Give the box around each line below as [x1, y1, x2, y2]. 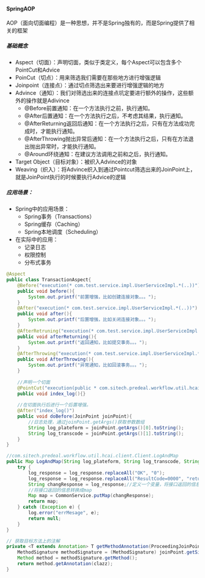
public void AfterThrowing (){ [17, 356, 95, 362]
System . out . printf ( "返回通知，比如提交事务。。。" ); [28, 339, 148, 345]
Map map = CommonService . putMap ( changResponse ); [28, 493, 154, 499]
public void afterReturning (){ [17, 334, 97, 340]
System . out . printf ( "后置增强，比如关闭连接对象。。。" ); [28, 317, 157, 323]
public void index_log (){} [17, 391, 86, 397]
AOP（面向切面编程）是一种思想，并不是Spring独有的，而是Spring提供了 [6, 19, 190, 27]
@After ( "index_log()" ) [17, 408, 75, 414]
